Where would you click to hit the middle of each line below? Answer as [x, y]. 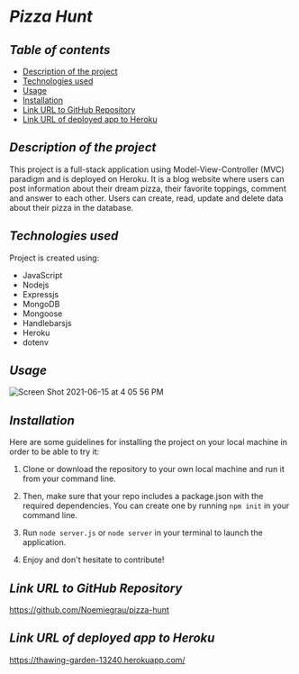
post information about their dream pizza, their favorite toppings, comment [148, 188]
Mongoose [42, 314]
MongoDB [41, 304]
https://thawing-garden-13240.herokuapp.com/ [98, 660]
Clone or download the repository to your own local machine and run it [154, 469]
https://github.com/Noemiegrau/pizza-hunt [89, 610]
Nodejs [36, 285]
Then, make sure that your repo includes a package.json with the [143, 496]
